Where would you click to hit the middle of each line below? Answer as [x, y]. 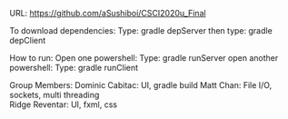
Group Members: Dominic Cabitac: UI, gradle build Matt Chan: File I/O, [141, 85]
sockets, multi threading [55, 95]
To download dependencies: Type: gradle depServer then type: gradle [141, 30]
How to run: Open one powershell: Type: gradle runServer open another [144, 58]
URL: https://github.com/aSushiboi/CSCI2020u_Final [108, 13]
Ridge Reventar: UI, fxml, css [64, 104]
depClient [28, 40]
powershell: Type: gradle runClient [74, 68]
